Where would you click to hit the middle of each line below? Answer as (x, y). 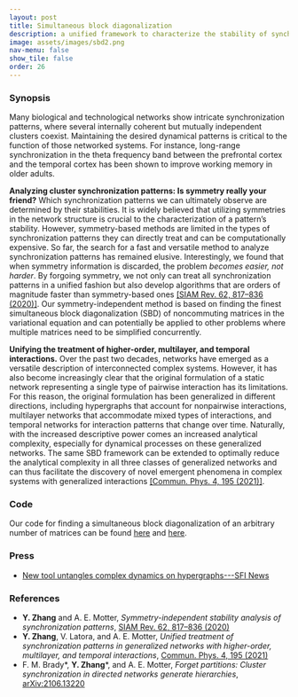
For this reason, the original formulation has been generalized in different (142, 396)
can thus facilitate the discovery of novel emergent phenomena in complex (146, 472)
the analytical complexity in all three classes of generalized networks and (143, 463)
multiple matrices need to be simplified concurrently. (106, 333)
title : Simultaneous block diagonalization (91, 26)
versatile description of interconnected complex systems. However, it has (143, 368)
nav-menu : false (39, 51)
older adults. (32, 174)
